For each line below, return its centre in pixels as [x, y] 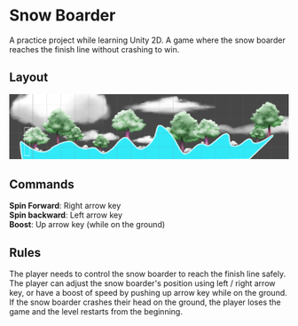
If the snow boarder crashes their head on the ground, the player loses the [145, 302]
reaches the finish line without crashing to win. [94, 49]
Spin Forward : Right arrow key [65, 206]
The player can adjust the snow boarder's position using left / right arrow [142, 283]
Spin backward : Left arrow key [66, 215]
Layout [29, 78]
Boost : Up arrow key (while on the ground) [87, 225]
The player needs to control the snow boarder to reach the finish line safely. [148, 274]
